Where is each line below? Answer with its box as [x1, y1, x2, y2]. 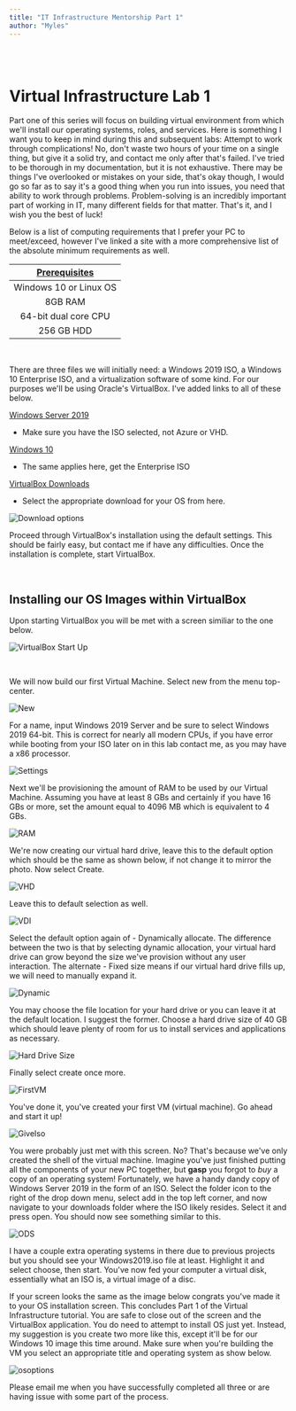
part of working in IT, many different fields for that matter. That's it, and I [9, 200, 272, 211]
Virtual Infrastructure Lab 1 [9, 86, 210, 106]
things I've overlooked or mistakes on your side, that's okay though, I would [9, 172, 285, 183]
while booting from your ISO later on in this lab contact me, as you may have [9, 739, 287, 750]
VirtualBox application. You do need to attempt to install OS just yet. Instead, [9, 1320, 287, 1330]
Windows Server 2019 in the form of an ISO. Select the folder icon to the [9, 1183, 272, 1194]
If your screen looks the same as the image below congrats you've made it [9, 1291, 281, 1302]
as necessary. [9, 1033, 60, 1044]
